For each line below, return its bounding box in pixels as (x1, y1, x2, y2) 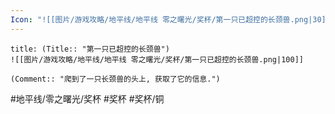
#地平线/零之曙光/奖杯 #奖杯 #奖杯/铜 (10, 92, 165, 105)
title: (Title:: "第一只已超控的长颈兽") (10, 44, 170, 54)
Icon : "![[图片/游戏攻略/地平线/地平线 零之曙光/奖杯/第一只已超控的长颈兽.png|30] (10, 14, 327, 25)
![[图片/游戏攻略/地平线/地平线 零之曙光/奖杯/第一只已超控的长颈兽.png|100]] (10, 54, 304, 65)
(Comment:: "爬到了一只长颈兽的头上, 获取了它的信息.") (10, 74, 221, 84)
